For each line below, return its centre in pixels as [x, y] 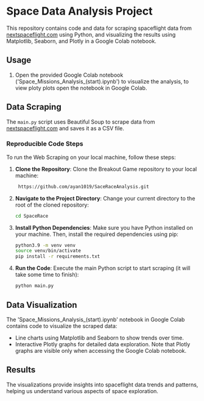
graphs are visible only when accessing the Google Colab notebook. [101, 350]
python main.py [34, 286]
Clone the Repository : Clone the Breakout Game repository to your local [106, 169]
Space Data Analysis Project [79, 11]
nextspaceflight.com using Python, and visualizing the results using [91, 34]
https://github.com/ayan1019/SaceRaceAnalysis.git [83, 186]
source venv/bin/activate [48, 251]
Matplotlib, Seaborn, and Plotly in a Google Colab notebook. [81, 41]
